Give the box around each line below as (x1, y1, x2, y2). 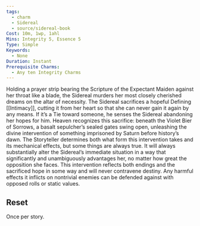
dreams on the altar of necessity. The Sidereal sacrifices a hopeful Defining (6, 98, 192, 106)
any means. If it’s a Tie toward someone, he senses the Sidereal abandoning (6, 111, 193, 118)
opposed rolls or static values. (6, 180, 80, 187)
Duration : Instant (6, 58, 52, 64)
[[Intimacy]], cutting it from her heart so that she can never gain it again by (6, 104, 189, 112)
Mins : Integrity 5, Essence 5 (6, 36, 82, 42)
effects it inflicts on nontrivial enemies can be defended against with (6, 174, 174, 181)
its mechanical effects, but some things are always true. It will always (6, 142, 176, 149)
